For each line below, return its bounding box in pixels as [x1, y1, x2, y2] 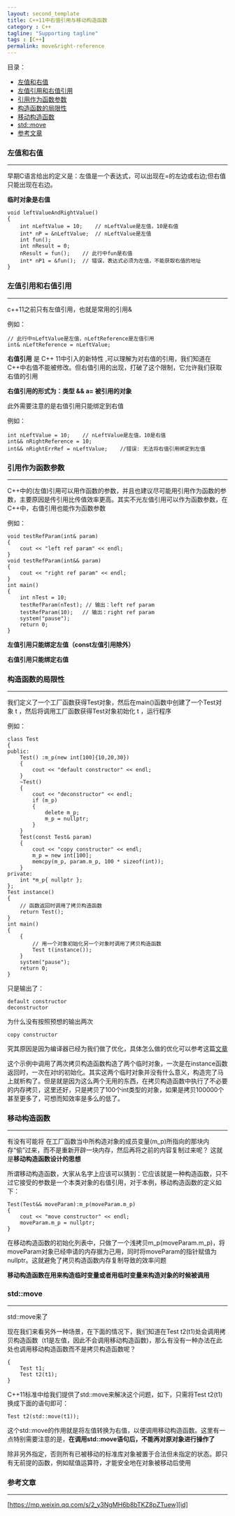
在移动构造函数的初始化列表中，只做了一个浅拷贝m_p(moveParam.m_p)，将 [7, 1239, 225, 1247]
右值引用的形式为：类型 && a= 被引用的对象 [7, 386, 132, 395]
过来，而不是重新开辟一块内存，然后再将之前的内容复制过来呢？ [24, 1146, 209, 1154]
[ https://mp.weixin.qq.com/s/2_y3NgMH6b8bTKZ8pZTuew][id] [7, 1501, 189, 1509]
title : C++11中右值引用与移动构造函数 [7, 17, 108, 24]
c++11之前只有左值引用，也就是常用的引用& [7, 305, 132, 313]
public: [7, 748, 30, 756]
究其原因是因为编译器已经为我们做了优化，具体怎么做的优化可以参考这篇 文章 [7, 1044, 228, 1053]
